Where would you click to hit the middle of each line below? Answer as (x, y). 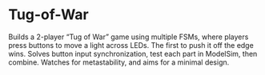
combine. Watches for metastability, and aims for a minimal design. (119, 62)
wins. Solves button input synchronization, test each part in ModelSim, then (133, 53)
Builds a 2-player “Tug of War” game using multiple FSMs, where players (128, 37)
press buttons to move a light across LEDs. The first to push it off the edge (131, 45)
